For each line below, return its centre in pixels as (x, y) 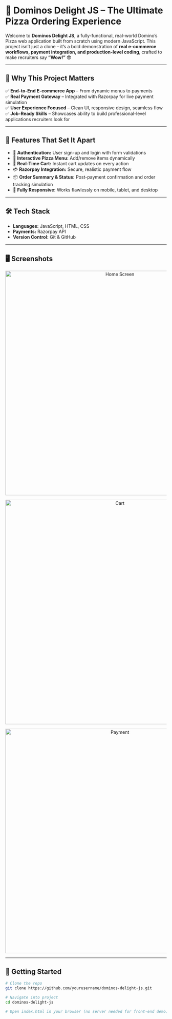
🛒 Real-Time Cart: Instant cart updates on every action (71, 163)
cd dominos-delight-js (29, 1002)
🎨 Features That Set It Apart (50, 140)
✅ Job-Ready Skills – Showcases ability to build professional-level (76, 113)
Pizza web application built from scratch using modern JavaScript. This (81, 41)
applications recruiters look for (38, 119)
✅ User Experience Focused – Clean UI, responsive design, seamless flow (84, 108)
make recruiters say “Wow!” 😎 (38, 57)
